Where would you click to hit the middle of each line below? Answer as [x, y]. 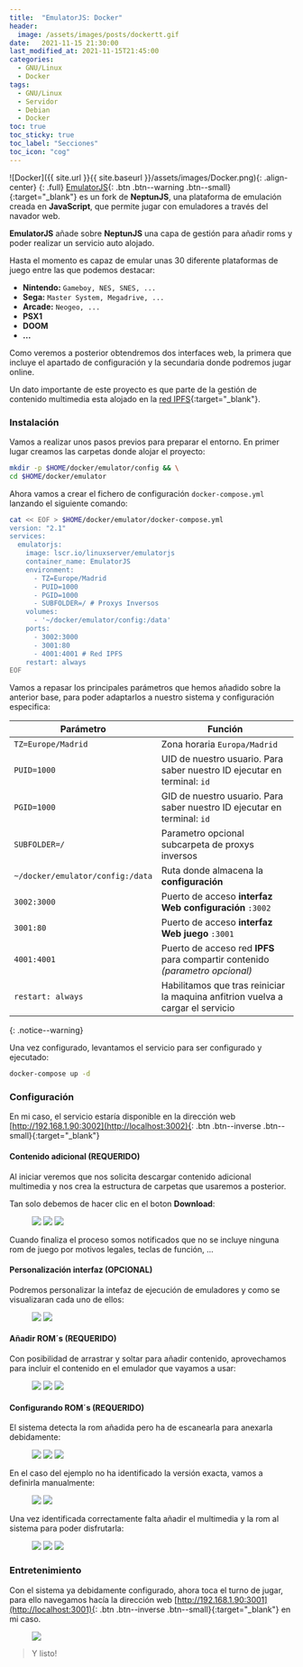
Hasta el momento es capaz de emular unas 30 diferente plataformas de [144, 260]
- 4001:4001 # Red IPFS [78, 654]
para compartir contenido [215, 959]
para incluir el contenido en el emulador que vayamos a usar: [123, 1369]
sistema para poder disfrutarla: [67, 1528]
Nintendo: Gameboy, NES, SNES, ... [89, 287]
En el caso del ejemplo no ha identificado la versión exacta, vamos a [136, 1473]
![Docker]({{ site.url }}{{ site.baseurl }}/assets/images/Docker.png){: [136, 178]
